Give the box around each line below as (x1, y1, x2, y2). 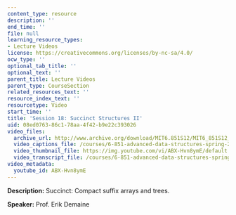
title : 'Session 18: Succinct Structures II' (7, 115, 143, 122)
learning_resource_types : (7, 37, 83, 44)
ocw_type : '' (7, 56, 46, 63)
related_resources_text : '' (7, 89, 90, 96)
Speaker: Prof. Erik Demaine (7, 200, 90, 208)
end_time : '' (7, 23, 46, 30)
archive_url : (13, 134, 52, 141)
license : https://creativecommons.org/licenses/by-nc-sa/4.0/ (7, 50, 193, 57)
